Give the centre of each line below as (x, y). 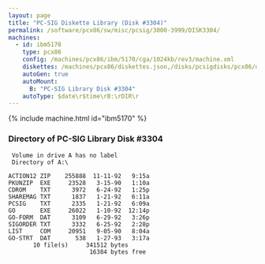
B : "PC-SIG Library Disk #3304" (82, 89)
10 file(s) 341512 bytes (80, 245)
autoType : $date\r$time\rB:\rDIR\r (81, 96)
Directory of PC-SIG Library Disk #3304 (86, 139)
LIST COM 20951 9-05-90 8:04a (79, 231)
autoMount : (40, 81)
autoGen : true (45, 74)
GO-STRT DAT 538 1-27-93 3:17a (79, 238)
